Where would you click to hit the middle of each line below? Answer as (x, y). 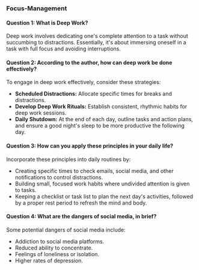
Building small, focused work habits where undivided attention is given (102, 184)
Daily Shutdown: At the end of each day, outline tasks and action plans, (104, 119)
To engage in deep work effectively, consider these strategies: (84, 82)
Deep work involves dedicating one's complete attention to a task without (97, 36)
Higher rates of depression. (49, 260)
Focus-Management (37, 8)
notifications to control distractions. (59, 177)
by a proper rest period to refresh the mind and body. (81, 203)
